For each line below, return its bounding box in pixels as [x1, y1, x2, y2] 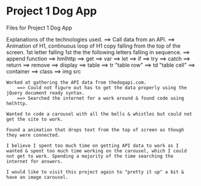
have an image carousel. [6, 174, 69, 180]
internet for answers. [6, 158, 63, 164]
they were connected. [6, 132, 61, 138]
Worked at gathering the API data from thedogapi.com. [6, 79, 147, 85]
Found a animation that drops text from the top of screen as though [6, 126, 185, 133]
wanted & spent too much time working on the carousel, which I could [6, 147, 187, 154]
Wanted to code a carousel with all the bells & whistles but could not [6, 111, 193, 117]
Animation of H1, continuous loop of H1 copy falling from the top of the [6, 42, 181, 49]
